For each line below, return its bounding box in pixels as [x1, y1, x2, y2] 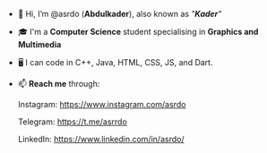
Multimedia [17, 39, 62, 49]
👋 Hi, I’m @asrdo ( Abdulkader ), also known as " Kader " [17, 9, 222, 19]
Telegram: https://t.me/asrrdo [17, 116, 127, 127]
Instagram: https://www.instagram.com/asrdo [17, 99, 186, 109]
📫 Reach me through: [17, 79, 100, 89]
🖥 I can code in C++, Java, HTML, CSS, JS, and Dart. [17, 57, 213, 67]
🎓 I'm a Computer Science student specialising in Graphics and [17, 27, 259, 37]
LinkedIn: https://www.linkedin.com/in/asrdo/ [17, 134, 185, 144]
